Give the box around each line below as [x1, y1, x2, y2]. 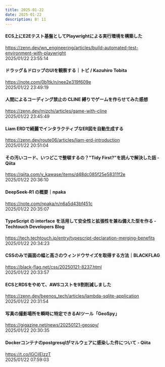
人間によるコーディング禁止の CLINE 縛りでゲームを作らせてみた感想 [5, 96, 148, 102]
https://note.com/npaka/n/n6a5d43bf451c [5, 200, 93, 207]
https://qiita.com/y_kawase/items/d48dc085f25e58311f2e [5, 171, 126, 177]
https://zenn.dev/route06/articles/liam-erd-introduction [5, 137, 120, 143]
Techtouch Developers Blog [5, 224, 65, 230]
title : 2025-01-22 [5, 7, 44, 13]
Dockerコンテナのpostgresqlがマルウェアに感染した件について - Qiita [5, 340, 151, 345]
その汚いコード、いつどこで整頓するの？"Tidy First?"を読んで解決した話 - [5, 154, 159, 160]
